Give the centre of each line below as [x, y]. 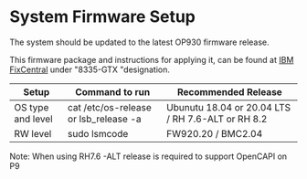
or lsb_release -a [104, 119]
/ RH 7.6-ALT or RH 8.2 [217, 119]
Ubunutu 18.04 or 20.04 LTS [228, 107]
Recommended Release [230, 91]
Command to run [112, 91]
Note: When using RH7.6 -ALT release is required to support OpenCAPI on [148, 156]
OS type [32, 107]
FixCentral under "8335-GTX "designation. [90, 69]
